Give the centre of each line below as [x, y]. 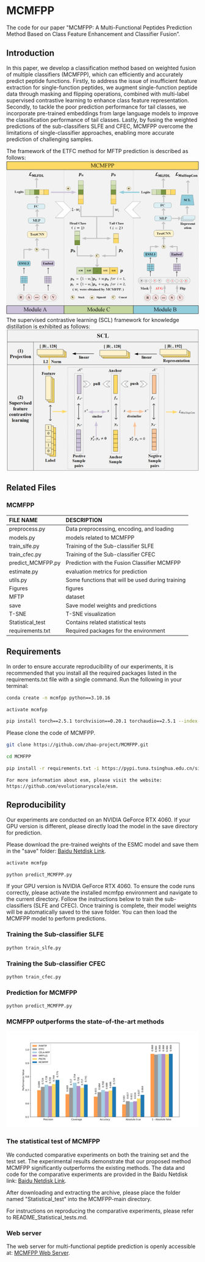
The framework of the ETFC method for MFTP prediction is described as [97, 151]
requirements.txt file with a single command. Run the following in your [94, 679]
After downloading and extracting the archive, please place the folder [94, 1192]
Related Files [31, 488]
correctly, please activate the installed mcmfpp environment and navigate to [102, 893]
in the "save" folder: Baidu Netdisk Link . [56, 851]
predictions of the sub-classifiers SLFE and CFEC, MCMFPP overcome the [100, 126]
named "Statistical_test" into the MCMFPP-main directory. [79, 1199]
